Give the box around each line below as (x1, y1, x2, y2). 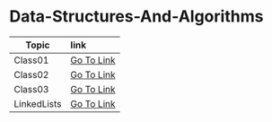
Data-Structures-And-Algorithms (9, 6, 264, 27)
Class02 (13, 68, 49, 81)
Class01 (13, 54, 49, 66)
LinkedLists (13, 97, 62, 109)
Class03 (13, 83, 49, 95)
